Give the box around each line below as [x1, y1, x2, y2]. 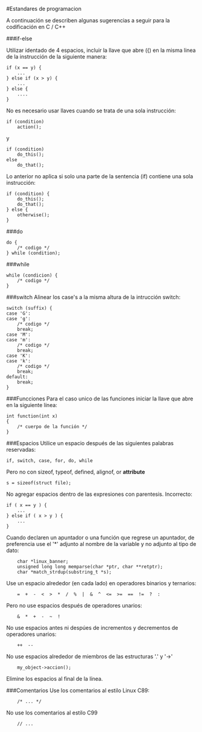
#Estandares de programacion [6, 5, 81, 12]
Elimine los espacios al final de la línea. [6, 675, 103, 682]
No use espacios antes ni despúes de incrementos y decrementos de [6, 624, 178, 631]
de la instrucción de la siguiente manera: [6, 53, 107, 60]
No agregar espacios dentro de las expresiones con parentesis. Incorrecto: [6, 490, 193, 498]
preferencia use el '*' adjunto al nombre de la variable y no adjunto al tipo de [6, 541, 197, 547]
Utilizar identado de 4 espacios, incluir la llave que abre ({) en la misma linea [6, 47, 196, 54]
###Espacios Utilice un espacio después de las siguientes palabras [6, 440, 174, 446]
